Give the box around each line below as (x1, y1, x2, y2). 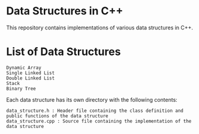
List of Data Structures (6, 45, 121, 59)
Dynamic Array (6, 65, 42, 71)
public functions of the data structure (6, 112, 109, 119)
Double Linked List (6, 75, 55, 81)
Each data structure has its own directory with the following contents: (6, 96, 178, 103)
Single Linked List (6, 70, 55, 76)
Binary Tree (6, 86, 36, 92)
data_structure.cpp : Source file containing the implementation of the (6, 118, 192, 124)
